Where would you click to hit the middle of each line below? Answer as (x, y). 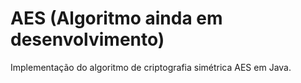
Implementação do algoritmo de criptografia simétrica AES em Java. (151, 67)
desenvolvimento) (87, 39)
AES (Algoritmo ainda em (116, 18)
